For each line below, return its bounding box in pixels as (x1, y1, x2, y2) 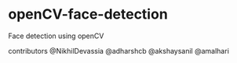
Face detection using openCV (8, 31, 104, 40)
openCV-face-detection (8, 5, 169, 23)
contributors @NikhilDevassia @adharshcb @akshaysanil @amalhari (8, 46, 230, 55)
